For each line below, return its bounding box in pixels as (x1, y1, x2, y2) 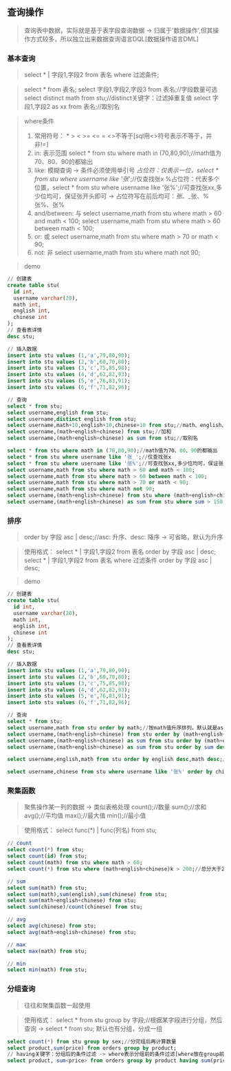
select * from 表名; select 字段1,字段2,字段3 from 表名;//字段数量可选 (23, 85, 218, 94)
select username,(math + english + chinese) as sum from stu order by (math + (7, 737, 223, 744)
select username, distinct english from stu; (7, 415, 137, 422)
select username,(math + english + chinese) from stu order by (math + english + (7, 731, 226, 738)
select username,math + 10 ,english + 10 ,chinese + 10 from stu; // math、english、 (7, 422, 227, 429)
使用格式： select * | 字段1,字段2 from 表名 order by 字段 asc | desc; (23, 548, 217, 556)
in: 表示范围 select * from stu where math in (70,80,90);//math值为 (34, 149, 222, 157)
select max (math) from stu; (7, 948, 88, 955)
